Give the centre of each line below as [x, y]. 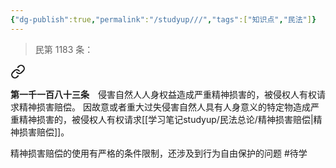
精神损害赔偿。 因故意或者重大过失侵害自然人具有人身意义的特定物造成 [164, 107]
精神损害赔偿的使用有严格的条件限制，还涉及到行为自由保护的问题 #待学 [159, 153]
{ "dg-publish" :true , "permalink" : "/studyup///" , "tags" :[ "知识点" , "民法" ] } [163, 19]
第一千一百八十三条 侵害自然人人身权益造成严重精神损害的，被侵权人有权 [163, 94]
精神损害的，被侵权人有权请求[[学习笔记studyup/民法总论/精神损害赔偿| [166, 119]
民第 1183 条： [64, 49]
